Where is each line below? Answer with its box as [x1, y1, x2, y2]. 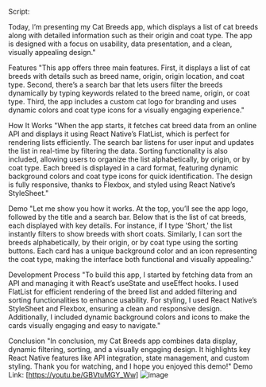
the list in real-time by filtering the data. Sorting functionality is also [8, 147, 229, 155]
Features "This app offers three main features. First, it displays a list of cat [8, 63, 251, 72]
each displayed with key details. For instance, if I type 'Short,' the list [8, 221, 233, 230]
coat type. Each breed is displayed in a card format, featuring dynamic [8, 163, 239, 172]
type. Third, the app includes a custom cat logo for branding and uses [8, 97, 237, 106]
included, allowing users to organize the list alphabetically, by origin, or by [8, 154, 251, 164]
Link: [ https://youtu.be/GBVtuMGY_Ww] [8, 370, 139, 379]
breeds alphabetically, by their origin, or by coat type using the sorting [8, 238, 238, 247]
